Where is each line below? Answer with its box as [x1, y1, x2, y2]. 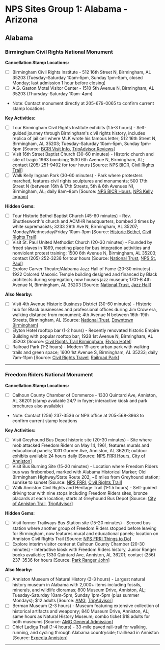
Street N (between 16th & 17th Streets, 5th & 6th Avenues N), [12, 183, 135, 189]
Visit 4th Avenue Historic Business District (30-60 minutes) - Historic [12, 301, 152, 307]
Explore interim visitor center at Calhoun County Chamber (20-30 [12, 541, 145, 547]
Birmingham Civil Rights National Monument [5, 48, 113, 55]
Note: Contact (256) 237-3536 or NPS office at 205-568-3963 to [12, 412, 144, 418]
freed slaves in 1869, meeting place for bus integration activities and [12, 245, 151, 251]
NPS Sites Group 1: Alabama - [5, 3, 128, 15]
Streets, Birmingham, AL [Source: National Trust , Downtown [12, 317, 134, 323]
